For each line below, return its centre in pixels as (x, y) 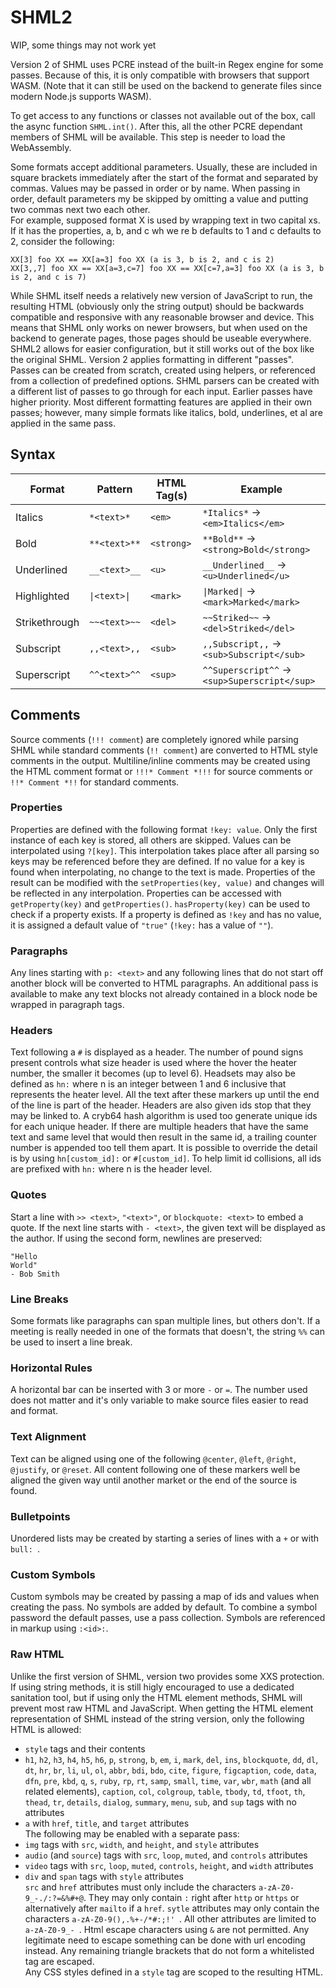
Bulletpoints (40, 1516)
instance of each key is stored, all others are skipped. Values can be (151, 840)
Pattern (114, 489)
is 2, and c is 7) (48, 277)
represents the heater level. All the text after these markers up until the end (165, 1095)
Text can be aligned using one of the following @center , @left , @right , (153, 1458)
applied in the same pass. (63, 423)
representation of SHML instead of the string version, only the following (157, 1718)
